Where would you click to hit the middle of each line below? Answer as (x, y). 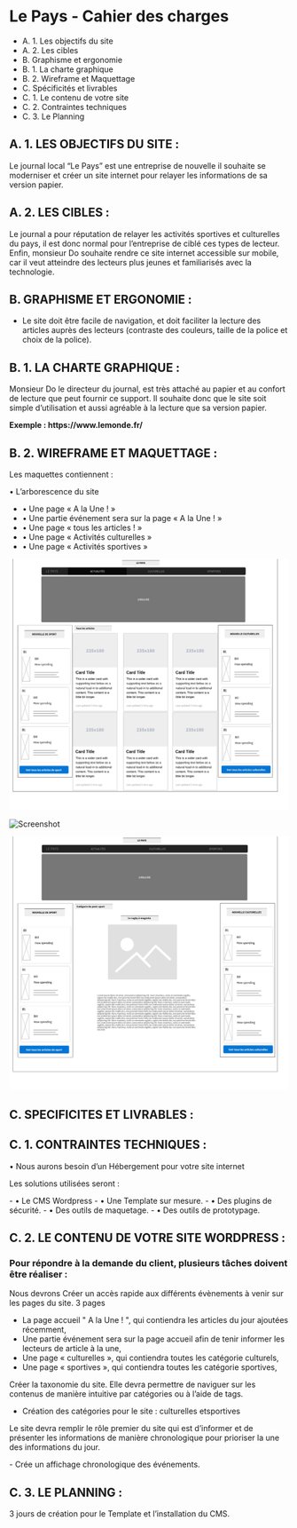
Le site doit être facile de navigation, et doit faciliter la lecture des (141, 321)
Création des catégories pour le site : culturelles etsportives (131, 1411)
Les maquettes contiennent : (61, 474)
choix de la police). (57, 340)
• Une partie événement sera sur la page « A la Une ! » (122, 518)
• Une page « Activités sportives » (85, 546)
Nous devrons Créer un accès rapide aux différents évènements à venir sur (146, 1294)
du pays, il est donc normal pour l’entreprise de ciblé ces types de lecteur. (145, 243)
